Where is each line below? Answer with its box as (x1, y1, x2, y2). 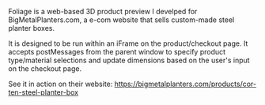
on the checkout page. (8, 64, 81, 73)
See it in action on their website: (8, 79, 113, 88)
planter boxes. (8, 24, 55, 32)
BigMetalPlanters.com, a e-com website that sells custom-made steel (8, 15, 235, 24)
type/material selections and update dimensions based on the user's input (8, 55, 251, 65)
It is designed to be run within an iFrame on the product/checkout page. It (8, 39, 248, 48)
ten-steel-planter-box (8, 88, 79, 97)
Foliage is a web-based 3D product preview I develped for (8, 7, 198, 16)
